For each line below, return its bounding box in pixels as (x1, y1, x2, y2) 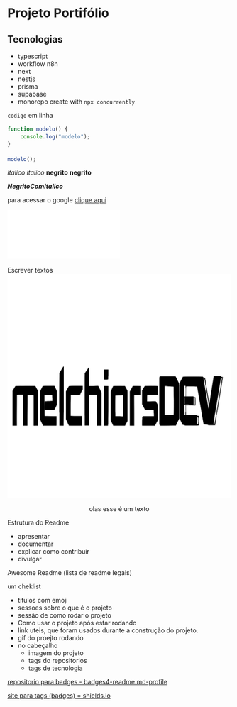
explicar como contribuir (17, 547, 90, 556)
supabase (17, 90, 48, 98)
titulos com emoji (17, 596, 68, 605)
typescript (17, 52, 48, 60)
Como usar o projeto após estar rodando (17, 619, 137, 627)
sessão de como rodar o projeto (17, 611, 111, 620)
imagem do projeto (28, 649, 84, 657)
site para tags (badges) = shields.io (7, 691, 111, 700)
